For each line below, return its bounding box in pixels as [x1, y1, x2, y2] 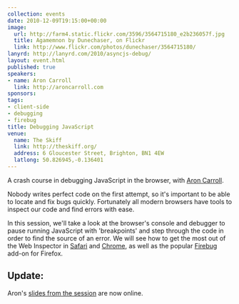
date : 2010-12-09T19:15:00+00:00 [7, 17, 107, 24]
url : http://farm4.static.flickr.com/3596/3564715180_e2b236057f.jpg [14, 30, 225, 38]
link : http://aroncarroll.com [14, 83, 103, 91]
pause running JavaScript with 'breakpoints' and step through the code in [7, 226, 224, 235]
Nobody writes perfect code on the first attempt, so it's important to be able [7, 190, 230, 198]
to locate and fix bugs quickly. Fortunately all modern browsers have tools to [7, 197, 233, 206]
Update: [7, 270, 44, 282]
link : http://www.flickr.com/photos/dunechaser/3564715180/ [14, 44, 196, 51]
